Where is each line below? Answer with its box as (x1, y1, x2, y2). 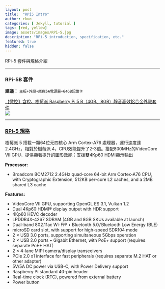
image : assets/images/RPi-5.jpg (5, 30, 71, 35)
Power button (12, 279, 40, 285)
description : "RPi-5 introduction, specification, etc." (5, 35, 124, 40)
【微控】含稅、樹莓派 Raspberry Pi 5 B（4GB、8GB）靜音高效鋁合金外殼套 (5, 98, 157, 104)
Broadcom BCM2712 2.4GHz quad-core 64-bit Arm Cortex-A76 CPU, (12, 172, 152, 177)
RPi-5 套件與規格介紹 (5, 58, 48, 64)
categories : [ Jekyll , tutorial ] (5, 21, 76, 26)
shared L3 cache (12, 182, 47, 188)
